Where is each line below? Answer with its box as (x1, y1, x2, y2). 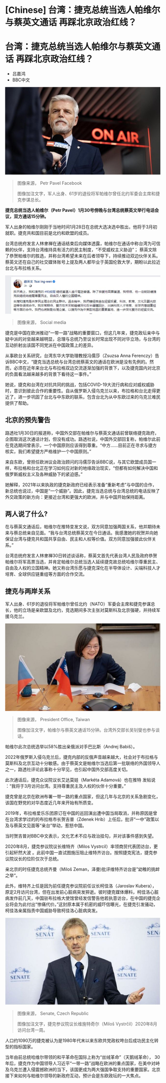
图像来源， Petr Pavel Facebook (17, 180, 82, 186)
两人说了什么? (5, 510, 48, 518)
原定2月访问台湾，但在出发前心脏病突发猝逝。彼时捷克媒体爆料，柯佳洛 (5, 889, 150, 895)
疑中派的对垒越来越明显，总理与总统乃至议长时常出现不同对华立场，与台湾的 (5, 336, 161, 342)
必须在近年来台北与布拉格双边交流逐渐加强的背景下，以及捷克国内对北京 (13, 365, 161, 371)
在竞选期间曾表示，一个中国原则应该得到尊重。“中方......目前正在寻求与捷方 (5, 442, 157, 448)
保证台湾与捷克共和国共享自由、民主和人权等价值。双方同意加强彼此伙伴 (5, 536, 152, 542)
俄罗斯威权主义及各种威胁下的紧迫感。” (5, 471, 83, 477)
